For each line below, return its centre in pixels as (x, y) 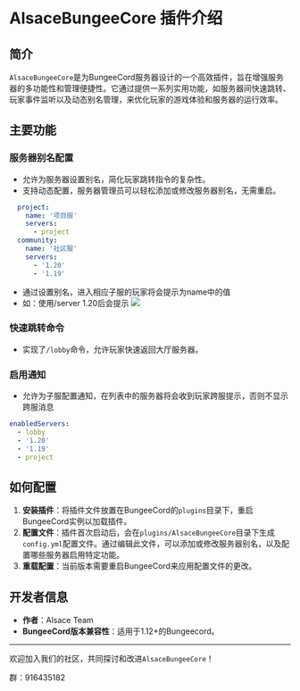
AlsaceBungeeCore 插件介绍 (116, 18)
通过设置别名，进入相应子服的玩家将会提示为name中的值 (126, 292)
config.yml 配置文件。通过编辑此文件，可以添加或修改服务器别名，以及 (152, 544)
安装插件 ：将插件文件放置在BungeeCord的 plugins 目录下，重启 (137, 511)
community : (37, 241)
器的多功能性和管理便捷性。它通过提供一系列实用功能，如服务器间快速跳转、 (150, 88)
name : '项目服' (51, 215)
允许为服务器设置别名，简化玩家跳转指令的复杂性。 (116, 179)
